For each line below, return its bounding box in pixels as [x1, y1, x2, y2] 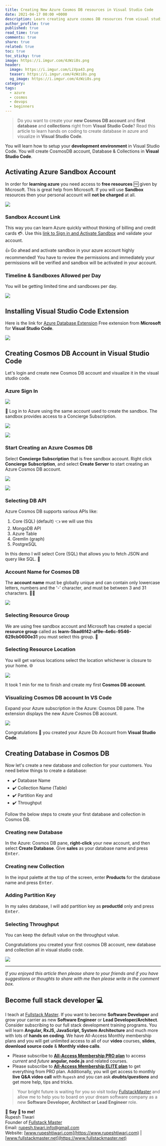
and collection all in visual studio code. [5, 947, 84, 953]
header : [5, 62, 21, 67]
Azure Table [12, 531, 37, 537]
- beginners [9, 104, 35, 109]
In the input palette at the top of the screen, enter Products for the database [5, 874, 161, 880]
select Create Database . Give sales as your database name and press [5, 845, 148, 851]
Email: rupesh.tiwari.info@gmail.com [5, 1124, 80, 1130]
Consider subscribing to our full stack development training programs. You [5, 1022, 157, 1028]
